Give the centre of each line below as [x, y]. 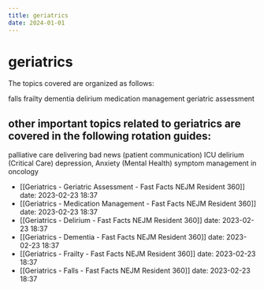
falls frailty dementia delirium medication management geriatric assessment [131, 99]
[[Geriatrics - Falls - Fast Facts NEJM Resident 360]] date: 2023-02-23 [135, 271]
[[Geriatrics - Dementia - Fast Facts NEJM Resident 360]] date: [122, 237]
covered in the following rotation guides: [110, 136]
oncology [24, 172]
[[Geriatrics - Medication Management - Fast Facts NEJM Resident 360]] [138, 204]
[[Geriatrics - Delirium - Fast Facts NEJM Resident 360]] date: [120, 221]
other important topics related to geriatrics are [125, 123]
